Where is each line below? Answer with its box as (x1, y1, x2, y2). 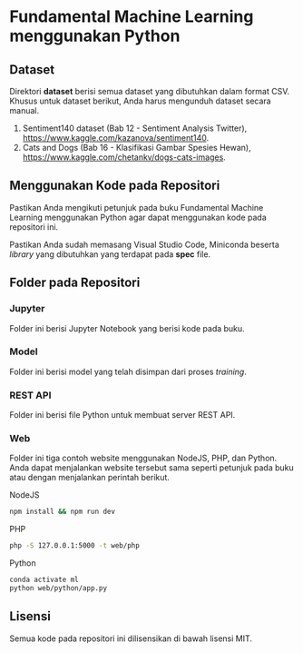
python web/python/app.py (9, 584, 107, 593)
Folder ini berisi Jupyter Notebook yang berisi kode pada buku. (9, 322, 245, 333)
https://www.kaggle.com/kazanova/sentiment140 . (22, 133, 210, 143)
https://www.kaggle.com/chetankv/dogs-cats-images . (22, 152, 227, 163)
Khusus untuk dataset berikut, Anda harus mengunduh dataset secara (9, 95, 271, 106)
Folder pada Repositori (9, 275, 141, 291)
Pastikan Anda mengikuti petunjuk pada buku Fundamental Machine (9, 202, 264, 213)
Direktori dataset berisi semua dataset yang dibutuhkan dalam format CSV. (9, 86, 290, 96)
